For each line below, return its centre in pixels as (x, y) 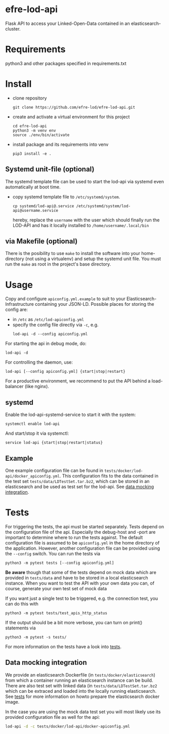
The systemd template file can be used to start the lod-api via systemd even (85, 181)
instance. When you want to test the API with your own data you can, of (80, 583)
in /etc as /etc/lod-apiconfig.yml (48, 320)
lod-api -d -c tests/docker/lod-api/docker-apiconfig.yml (68, 726)
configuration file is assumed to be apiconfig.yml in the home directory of (82, 542)
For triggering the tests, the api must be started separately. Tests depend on (85, 526)
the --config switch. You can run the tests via (53, 553)
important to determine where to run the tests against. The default (74, 537)
